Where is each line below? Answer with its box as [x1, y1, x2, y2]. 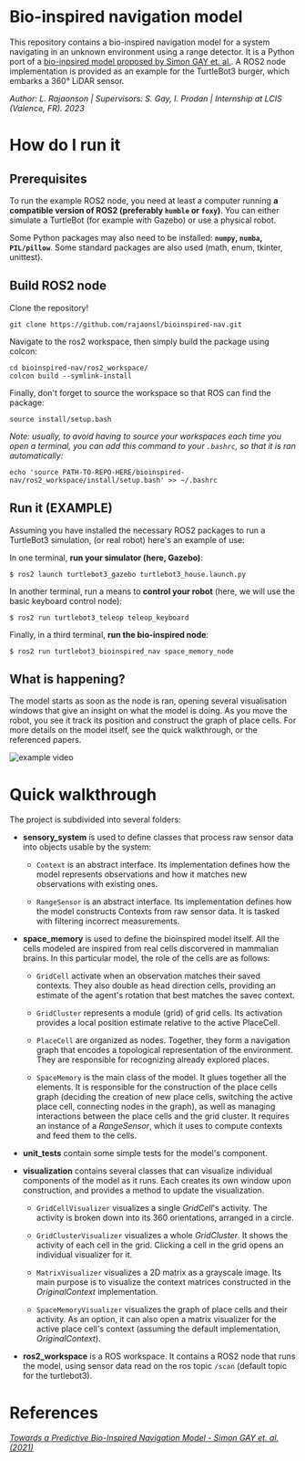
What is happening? [9, 671, 126, 686]
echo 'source [9, 467, 59, 476]
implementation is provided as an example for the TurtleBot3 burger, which [9, 66, 290, 77]
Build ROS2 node [9, 278, 107, 294]
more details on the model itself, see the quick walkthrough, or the [9, 725, 258, 736]
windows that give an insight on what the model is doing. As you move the [9, 705, 289, 716]
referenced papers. [9, 735, 82, 746]
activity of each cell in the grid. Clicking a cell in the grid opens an [36, 1239, 284, 1251]
